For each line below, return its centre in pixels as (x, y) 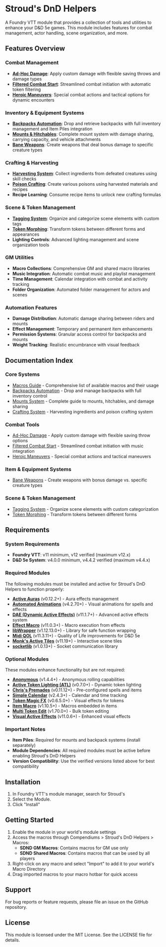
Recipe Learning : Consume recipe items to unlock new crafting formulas (86, 195)
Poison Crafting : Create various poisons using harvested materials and (85, 184)
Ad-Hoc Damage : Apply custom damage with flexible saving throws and (86, 73)
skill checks (24, 179)
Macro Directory (29, 869)
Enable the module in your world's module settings (64, 832)
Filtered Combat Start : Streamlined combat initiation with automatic (82, 84)
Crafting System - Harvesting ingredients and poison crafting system (83, 411)
